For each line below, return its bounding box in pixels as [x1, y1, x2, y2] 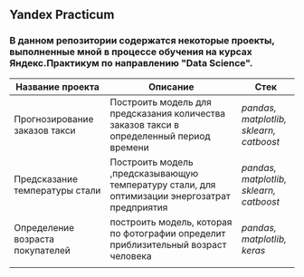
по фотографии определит [109, 226, 226, 239]
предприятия [109, 201, 168, 214]
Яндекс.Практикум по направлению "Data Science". [9, 57, 253, 70]
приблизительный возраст [109, 238, 227, 251]
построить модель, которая [109, 215, 233, 228]
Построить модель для [109, 95, 213, 108]
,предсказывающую [109, 167, 199, 179]
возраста [14, 233, 55, 245]
